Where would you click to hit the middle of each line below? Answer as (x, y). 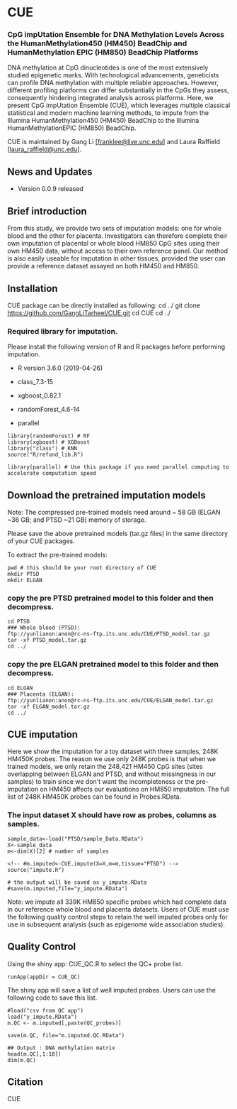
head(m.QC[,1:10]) (34, 1054)
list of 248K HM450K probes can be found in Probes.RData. (94, 797)
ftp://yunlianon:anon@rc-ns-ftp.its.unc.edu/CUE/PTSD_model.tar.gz (109, 634)
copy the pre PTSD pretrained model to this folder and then (111, 598)
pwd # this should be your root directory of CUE (82, 568)
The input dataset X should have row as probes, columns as (112, 815)
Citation (25, 1082)
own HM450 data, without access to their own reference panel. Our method (118, 251)
